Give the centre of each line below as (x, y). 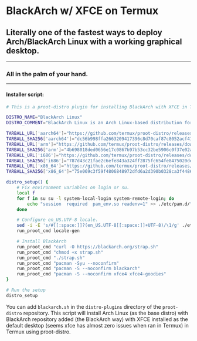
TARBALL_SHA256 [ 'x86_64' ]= (39, 172)
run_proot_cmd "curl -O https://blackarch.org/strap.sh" (88, 247)
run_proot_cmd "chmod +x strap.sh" (60, 252)
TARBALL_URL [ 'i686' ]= (33, 155)
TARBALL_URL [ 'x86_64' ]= (35, 166)
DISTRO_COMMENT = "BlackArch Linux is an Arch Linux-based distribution (94, 123)
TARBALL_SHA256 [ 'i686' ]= (36, 161)
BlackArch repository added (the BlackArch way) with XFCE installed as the (97, 319)
